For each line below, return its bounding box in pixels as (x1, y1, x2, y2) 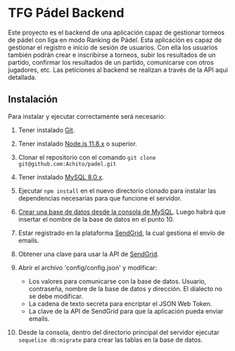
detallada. (8, 72, 37, 82)
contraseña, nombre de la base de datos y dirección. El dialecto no (28, 284, 223, 293)
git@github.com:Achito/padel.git (18, 160, 117, 167)
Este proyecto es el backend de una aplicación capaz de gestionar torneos (8, 28, 224, 37)
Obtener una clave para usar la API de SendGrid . (18, 250, 159, 258)
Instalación (8, 94, 58, 106)
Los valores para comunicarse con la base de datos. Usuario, (28, 276, 207, 286)
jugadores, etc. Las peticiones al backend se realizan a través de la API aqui (8, 65, 228, 74)
